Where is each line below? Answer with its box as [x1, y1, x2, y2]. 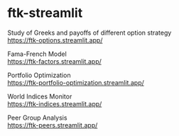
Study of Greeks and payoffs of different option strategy [7, 28, 172, 37]
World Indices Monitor [7, 92, 72, 101]
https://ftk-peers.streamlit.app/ [7, 120, 98, 129]
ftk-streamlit [7, 5, 83, 21]
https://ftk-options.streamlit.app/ [7, 35, 103, 44]
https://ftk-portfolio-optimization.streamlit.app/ [7, 78, 144, 86]
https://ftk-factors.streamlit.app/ [7, 57, 102, 65]
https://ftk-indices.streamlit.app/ [7, 99, 102, 108]
